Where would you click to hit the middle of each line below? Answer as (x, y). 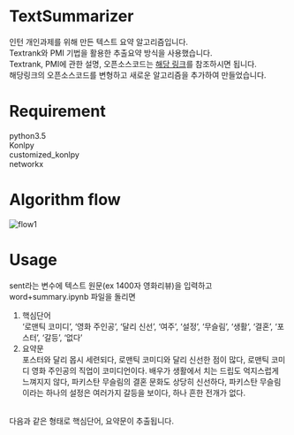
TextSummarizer (72, 16)
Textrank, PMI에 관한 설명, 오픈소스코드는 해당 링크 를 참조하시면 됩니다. (133, 64)
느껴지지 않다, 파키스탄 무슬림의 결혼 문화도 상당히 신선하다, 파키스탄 (139, 381)
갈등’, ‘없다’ (63, 337)
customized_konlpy (44, 154)
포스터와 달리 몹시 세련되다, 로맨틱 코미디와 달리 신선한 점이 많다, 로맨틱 (145, 359)
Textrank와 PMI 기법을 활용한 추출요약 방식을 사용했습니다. (111, 53)
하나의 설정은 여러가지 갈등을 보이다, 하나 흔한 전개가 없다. (145, 393)
